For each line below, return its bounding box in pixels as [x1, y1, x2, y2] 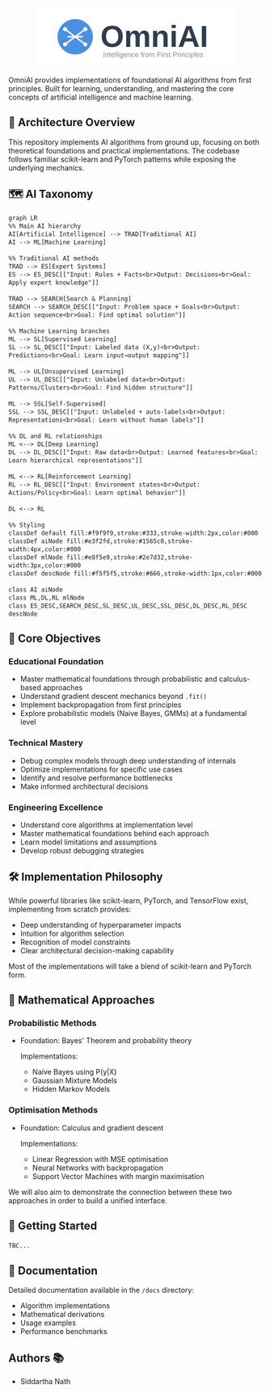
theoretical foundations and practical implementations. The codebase [8, 145, 240, 155]
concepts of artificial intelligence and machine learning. [8, 92, 194, 102]
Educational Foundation [8, 655, 104, 667]
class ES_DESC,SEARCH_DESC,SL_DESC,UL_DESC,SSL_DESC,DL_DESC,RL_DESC [8, 601, 248, 610]
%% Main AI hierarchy [8, 221, 82, 230]
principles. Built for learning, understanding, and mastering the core [8, 84, 234, 93]
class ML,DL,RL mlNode [8, 593, 85, 602]
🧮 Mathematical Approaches [8, 993, 155, 1008]
